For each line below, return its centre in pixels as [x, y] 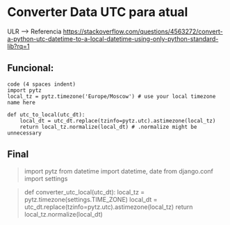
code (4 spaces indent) [42, 84]
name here [22, 102]
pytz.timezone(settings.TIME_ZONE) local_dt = [91, 199]
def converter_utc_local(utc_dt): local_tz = [84, 192]
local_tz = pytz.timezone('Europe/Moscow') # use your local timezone [112, 96]
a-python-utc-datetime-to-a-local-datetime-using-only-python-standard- [113, 38]
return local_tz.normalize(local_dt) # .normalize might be [108, 127]
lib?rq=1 [18, 46]
